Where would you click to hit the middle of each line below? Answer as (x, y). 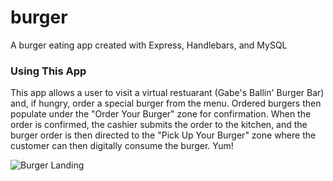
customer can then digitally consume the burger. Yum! (122, 146)
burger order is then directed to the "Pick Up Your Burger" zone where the (163, 135)
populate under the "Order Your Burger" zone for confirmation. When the (161, 114)
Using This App (48, 71)
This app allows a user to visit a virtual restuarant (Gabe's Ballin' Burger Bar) (167, 93)
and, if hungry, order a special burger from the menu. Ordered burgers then (166, 103)
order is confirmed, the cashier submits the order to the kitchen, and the (159, 125)
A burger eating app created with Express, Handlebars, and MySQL (149, 45)
